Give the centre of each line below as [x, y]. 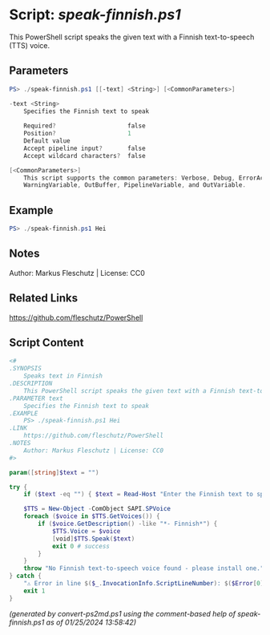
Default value [47, 141]
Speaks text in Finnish [63, 376]
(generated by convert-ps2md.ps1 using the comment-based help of [122, 613]
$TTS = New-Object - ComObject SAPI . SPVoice [97, 509]
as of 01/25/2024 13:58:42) [91, 622]
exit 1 [34, 591]
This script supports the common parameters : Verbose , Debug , [129, 178]
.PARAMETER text [36, 398]
